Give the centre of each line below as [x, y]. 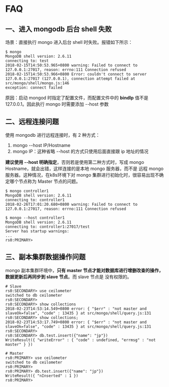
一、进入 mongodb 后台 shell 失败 [59, 29]
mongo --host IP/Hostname [41, 145]
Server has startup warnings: [37, 231]
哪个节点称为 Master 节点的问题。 [45, 181]
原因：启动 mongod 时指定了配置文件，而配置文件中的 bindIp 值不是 [77, 98]
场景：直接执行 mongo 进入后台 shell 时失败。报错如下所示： [69, 42]
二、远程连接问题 [32, 122]
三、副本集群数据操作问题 [45, 257]
